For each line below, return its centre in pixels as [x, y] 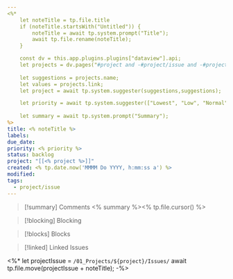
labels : [18, 135]
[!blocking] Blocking [53, 220]
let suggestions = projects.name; [69, 78]
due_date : [21, 142]
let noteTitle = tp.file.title [65, 20]
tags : [15, 180]
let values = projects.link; [62, 84]
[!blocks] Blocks [47, 234]
